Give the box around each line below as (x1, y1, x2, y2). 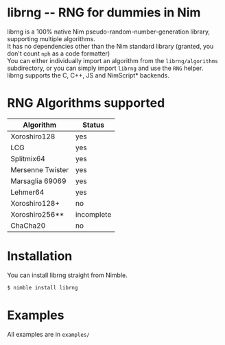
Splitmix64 (10, 154, 46, 163)
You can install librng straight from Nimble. (7, 271, 128, 279)
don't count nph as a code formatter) (7, 49, 110, 58)
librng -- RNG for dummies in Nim (7, 5, 201, 21)
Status (82, 120, 105, 130)
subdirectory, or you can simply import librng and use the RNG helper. (7, 64, 204, 72)
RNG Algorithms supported (7, 95, 165, 111)
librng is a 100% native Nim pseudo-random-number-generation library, (7, 27, 211, 36)
